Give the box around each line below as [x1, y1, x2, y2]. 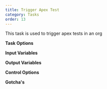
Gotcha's [5, 79, 25, 85]
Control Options [5, 69, 39, 75]
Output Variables [5, 60, 42, 66]
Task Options [5, 40, 34, 46]
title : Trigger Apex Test [5, 7, 59, 13]
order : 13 [5, 17, 26, 22]
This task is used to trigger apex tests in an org [5, 31, 102, 37]
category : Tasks [5, 12, 39, 17]
